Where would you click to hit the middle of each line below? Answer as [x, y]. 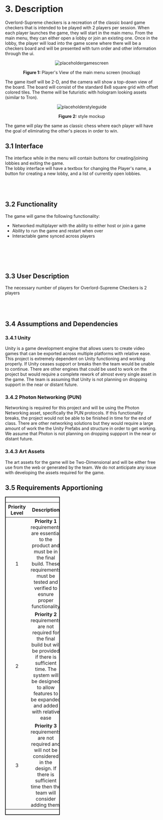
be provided [46, 651]
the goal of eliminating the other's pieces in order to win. [62, 131]
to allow [46, 687]
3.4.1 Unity [18, 338]
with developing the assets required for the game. [55, 472]
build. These [45, 564]
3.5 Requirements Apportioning [54, 488]
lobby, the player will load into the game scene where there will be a [73, 43]
